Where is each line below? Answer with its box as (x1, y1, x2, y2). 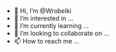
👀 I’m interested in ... (13, 14, 74, 22)
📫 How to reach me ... (13, 37, 79, 45)
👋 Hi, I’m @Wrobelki (13, 7, 72, 15)
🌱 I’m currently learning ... (13, 22, 89, 30)
